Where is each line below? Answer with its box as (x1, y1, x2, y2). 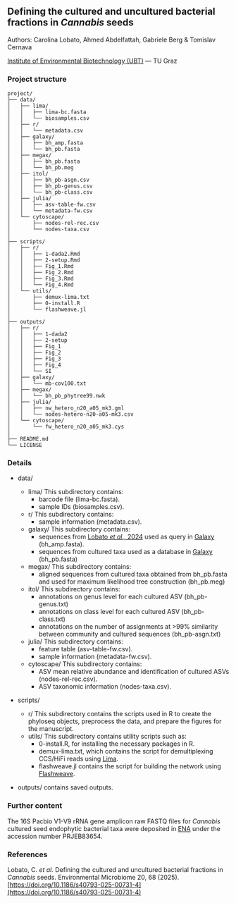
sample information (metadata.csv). (38, 517, 142, 526)
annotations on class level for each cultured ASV (38, 608, 180, 616)
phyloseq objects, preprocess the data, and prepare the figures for (27, 717, 222, 725)
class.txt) (38, 615, 66, 623)
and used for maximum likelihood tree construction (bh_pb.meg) (38, 577, 225, 586)
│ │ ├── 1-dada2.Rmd (7, 250, 80, 258)
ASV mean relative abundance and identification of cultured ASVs (38, 668, 230, 676)
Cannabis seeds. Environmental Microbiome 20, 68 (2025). (7, 873, 180, 881)
